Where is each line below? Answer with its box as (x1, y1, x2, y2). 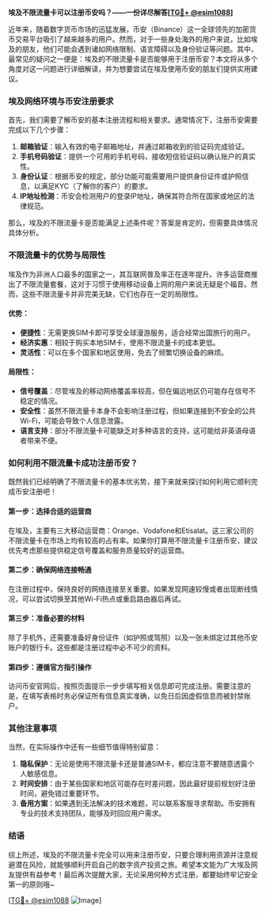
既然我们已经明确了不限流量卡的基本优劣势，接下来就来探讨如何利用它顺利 (8, 477, 251, 486)
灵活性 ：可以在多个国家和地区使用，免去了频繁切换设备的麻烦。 (19, 348, 228, 357)
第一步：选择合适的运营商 (8, 506, 92, 515)
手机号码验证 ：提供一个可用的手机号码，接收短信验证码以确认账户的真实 (19, 152, 256, 162)
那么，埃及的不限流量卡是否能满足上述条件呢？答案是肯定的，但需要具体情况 (8, 218, 258, 228)
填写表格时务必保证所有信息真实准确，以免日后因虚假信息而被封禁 (28, 691, 244, 701)
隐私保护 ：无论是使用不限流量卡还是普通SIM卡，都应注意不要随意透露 (19, 759, 248, 769)
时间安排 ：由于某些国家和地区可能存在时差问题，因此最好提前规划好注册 (19, 779, 256, 789)
